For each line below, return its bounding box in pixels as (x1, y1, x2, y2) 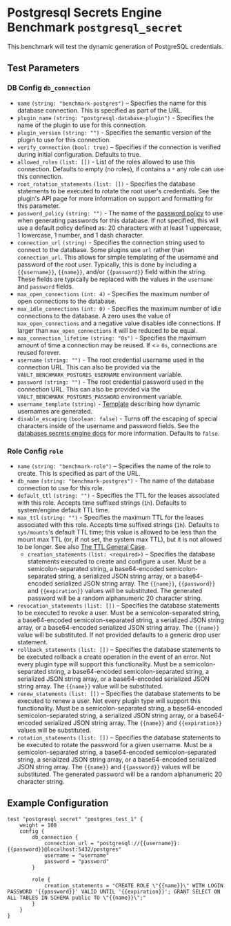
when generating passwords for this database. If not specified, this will (17, 216, 219, 224)
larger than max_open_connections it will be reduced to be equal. (17, 326, 198, 334)
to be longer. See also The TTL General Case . (17, 542, 147, 550)
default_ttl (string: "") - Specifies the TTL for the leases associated (17, 491, 219, 499)
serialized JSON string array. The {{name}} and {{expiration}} (43, 718, 222, 726)
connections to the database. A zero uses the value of (17, 311, 171, 320)
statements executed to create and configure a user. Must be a (27, 557, 207, 566)
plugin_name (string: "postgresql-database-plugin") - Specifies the (17, 113, 214, 122)
